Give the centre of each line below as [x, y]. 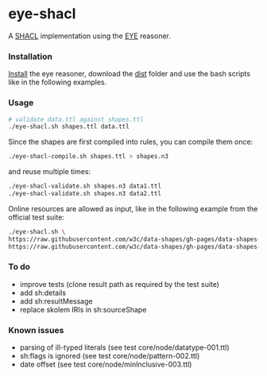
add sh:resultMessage [56, 301]
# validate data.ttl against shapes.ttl [76, 119]
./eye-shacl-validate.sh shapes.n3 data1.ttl [85, 186]
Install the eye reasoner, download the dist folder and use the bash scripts [130, 74]
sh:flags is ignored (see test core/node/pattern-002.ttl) [110, 356]
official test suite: [37, 217]
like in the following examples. [58, 82]
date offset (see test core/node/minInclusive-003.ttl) [106, 364]
